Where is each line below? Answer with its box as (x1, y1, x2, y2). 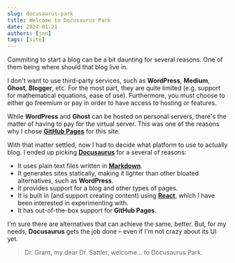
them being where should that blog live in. (7, 63, 128, 71)
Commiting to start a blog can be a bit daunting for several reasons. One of (7, 55, 223, 64)
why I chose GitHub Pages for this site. (7, 127, 120, 136)
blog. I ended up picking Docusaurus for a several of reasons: (7, 148, 187, 157)
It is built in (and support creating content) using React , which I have (17, 192, 215, 200)
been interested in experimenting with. (17, 199, 129, 207)
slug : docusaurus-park (7, 10, 73, 17)
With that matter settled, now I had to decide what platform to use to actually (7, 141, 228, 149)
